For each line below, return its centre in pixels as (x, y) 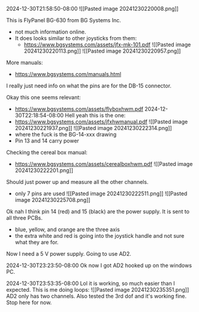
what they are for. (37, 242)
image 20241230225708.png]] (53, 200)
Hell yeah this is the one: (95, 115)
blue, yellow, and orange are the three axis (67, 229)
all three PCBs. (25, 218)
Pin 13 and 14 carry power (47, 141)
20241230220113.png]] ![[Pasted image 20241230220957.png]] (102, 51)
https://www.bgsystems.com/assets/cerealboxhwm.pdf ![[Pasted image (104, 164)
